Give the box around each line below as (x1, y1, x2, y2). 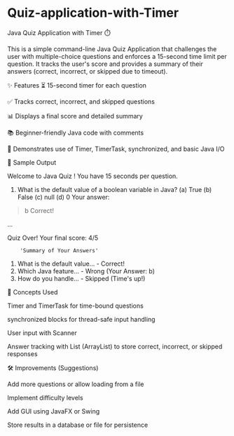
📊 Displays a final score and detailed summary (7, 111, 144, 120)
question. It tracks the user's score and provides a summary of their (7, 60, 203, 68)
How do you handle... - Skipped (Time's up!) (17, 274, 146, 282)
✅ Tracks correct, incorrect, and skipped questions (7, 97, 156, 106)
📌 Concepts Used (7, 287, 58, 296)
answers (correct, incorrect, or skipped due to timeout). (7, 67, 168, 75)
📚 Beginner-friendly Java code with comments (7, 128, 144, 137)
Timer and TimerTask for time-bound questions (7, 301, 144, 310)
